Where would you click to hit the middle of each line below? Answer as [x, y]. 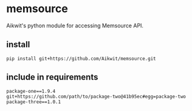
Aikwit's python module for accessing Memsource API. [75, 25]
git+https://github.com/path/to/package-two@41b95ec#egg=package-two [96, 96]
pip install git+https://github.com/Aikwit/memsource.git [81, 59]
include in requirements [52, 77]
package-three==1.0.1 [34, 102]
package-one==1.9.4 [31, 91]
